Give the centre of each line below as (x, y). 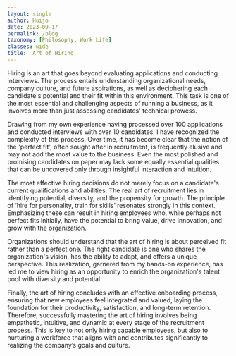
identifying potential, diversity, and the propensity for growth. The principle (116, 197)
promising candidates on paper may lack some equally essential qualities (113, 161)
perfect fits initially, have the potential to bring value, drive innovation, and (115, 220)
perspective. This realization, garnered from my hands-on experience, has (115, 264)
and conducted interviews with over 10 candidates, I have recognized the (113, 132)
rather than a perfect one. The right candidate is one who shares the (106, 249)
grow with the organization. (47, 228)
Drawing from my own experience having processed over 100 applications (115, 124)
